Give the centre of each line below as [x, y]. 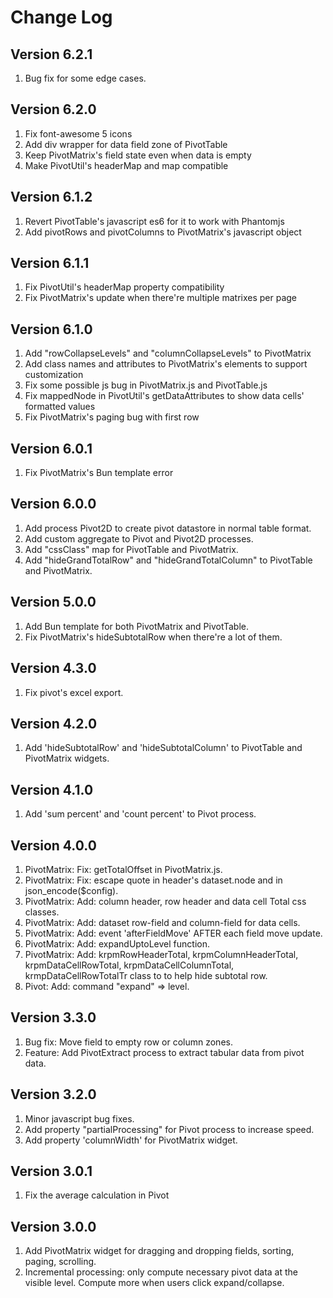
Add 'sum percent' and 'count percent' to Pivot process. [140, 814]
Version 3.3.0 [53, 1017]
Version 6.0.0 [53, 504]
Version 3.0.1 [51, 1171]
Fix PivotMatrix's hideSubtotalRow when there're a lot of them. [153, 637]
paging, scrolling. [60, 1262]
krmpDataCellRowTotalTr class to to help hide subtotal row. [146, 975]
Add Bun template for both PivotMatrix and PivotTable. [137, 626]
